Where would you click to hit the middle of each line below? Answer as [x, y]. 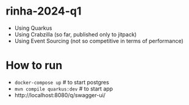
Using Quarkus [33, 28]
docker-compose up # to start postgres [62, 82]
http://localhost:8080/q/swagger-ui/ [60, 95]
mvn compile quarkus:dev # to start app [64, 89]
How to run [34, 66]
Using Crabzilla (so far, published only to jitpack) [76, 34]
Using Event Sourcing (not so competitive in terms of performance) [99, 41]
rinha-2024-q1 [44, 11]
